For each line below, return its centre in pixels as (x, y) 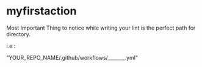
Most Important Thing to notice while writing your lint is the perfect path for (101, 28)
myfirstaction (41, 11)
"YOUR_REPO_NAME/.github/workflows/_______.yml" (72, 57)
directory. (18, 34)
